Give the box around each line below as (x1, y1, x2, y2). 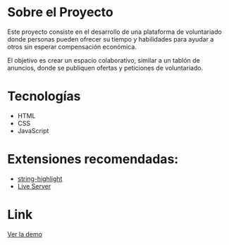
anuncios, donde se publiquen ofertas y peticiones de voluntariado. (7, 63, 204, 72)
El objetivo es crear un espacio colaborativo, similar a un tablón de (7, 56, 201, 64)
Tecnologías (7, 89, 81, 104)
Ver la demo (7, 230, 42, 238)
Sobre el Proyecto (7, 4, 114, 20)
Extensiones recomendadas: (7, 151, 179, 168)
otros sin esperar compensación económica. (7, 42, 137, 51)
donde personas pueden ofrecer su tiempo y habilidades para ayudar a (7, 34, 214, 43)
